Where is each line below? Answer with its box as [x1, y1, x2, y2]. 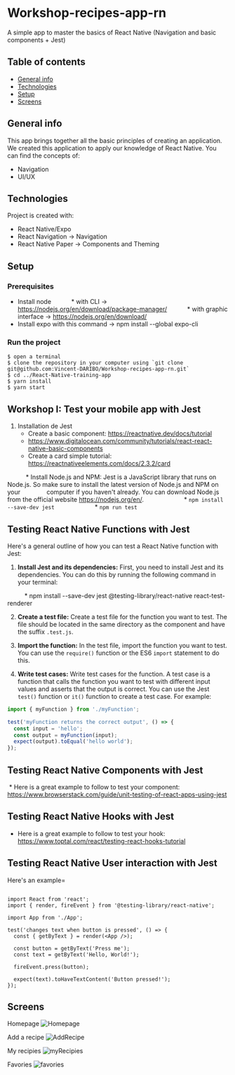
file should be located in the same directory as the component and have [17, 620, 226, 628]
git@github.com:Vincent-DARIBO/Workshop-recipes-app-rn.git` [7, 366, 190, 373]
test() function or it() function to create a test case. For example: [17, 692, 212, 701]
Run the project [7, 337, 61, 347]
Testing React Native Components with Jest [7, 764, 203, 776]
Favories [7, 1060, 32, 1069]
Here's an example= [7, 876, 66, 884]
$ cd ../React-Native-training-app [7, 371, 112, 379]
